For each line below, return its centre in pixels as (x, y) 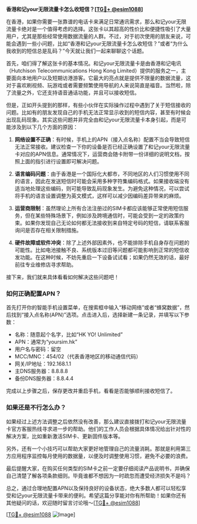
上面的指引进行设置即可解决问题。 (61, 161)
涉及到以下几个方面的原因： (44, 127)
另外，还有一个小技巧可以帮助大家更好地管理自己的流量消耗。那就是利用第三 (98, 448)
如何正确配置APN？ (34, 293)
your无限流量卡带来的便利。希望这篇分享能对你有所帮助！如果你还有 (104, 495)
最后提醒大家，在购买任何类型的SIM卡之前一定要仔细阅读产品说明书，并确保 (98, 468)
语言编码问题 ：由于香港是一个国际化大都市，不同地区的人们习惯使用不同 (102, 174)
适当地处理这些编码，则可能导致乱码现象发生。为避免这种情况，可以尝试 (102, 189)
